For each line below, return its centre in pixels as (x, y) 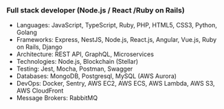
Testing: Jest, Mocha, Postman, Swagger (75, 69)
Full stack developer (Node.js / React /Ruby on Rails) (96, 10)
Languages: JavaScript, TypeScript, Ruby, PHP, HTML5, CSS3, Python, (117, 25)
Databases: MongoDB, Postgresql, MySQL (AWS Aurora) (96, 76)
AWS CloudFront (40, 90)
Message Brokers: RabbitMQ (57, 98)
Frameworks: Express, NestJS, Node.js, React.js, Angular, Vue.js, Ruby (116, 40)
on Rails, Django (39, 47)
